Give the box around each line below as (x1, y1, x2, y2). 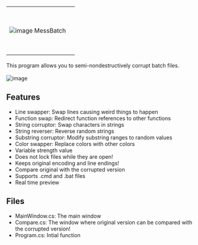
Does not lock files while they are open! (14, 153, 113, 160)
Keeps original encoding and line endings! (14, 159, 119, 167)
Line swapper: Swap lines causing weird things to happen (14, 108, 158, 115)
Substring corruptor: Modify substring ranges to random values (14, 133, 173, 141)
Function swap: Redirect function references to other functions (14, 115, 172, 122)
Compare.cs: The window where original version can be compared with (14, 218, 193, 226)
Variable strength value (14, 147, 73, 154)
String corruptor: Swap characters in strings (14, 121, 125, 128)
